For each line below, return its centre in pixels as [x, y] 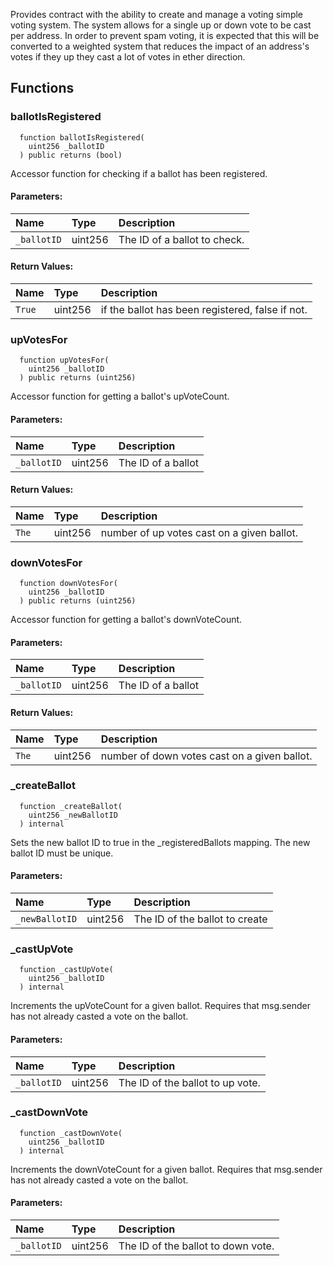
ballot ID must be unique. [62, 853]
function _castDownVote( [71, 1133]
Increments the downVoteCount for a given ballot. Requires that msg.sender [166, 1169]
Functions [42, 88]
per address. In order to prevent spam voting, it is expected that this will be [165, 35]
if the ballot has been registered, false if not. [204, 310]
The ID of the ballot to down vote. [196, 1246]
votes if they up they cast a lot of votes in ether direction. [128, 57]
